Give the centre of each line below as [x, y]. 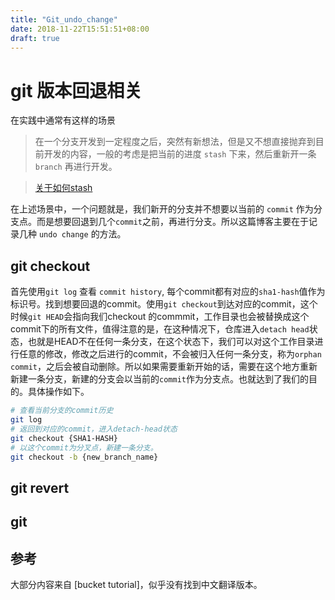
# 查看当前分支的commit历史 [62, 411]
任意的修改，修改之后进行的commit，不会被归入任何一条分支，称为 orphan [170, 354]
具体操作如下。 [58, 392]
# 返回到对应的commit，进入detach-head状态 [94, 429]
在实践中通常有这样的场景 [63, 120]
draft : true [35, 38]
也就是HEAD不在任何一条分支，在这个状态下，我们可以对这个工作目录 [171, 342]
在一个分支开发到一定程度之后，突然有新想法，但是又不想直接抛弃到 [175, 142]
